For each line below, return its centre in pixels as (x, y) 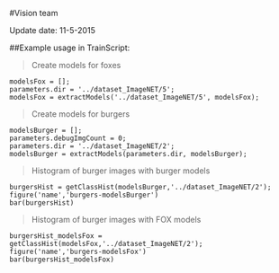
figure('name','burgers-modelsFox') (78, 251)
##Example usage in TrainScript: (70, 48)
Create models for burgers (81, 114)
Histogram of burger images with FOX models (116, 220)
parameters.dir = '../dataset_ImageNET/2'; (92, 146)
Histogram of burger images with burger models (121, 171)
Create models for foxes (76, 65)
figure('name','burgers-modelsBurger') (84, 195)
